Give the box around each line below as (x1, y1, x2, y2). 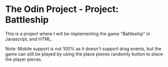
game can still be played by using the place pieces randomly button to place (5, 51, 163, 57)
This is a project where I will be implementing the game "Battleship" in (5, 30, 150, 36)
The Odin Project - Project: (5, 3, 119, 15)
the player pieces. (5, 56, 43, 62)
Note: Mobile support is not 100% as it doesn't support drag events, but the (5, 45, 162, 51)
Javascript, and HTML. (5, 36, 53, 42)
